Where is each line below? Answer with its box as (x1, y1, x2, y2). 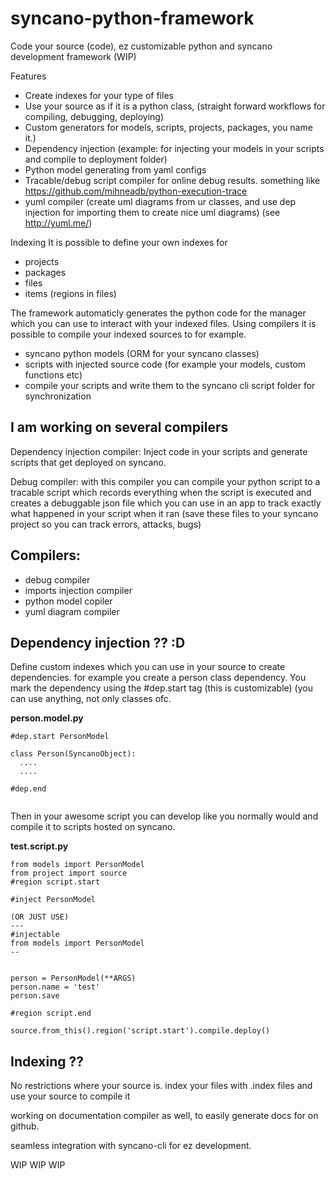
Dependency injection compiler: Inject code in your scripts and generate (10, 445, 308, 457)
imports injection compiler (24, 584, 133, 596)
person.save (10, 991, 60, 1001)
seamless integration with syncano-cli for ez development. (10, 1140, 252, 1152)
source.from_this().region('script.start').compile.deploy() (10, 1026, 271, 1036)
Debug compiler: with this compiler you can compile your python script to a (10, 475, 321, 487)
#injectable (10, 930, 60, 940)
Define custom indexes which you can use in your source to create (10, 661, 286, 673)
